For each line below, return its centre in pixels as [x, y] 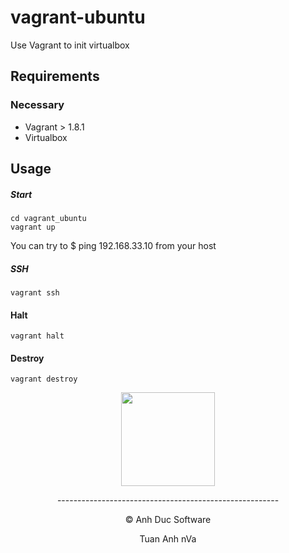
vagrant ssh [35, 292]
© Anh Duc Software [168, 520]
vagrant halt [37, 336]
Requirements [55, 76]
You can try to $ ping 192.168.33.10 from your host [113, 245]
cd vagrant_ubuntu [48, 218]
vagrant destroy [44, 379]
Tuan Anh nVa [168, 539]
